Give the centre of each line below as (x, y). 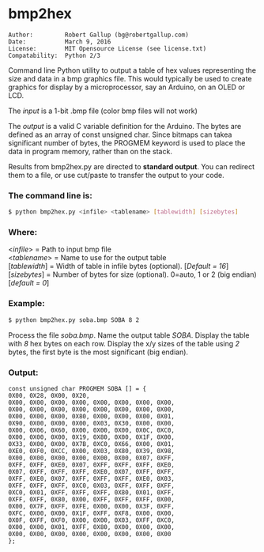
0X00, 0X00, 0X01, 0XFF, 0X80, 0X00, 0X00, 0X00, (92, 527)
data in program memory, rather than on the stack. (90, 151)
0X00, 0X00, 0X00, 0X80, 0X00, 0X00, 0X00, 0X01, (92, 416)
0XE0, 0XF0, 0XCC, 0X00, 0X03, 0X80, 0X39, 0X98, (92, 451)
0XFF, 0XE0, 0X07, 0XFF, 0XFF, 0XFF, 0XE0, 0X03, (92, 478)
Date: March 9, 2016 (60, 42)
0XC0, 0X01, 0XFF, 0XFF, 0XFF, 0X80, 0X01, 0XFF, (92, 492)
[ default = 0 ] (29, 283)
